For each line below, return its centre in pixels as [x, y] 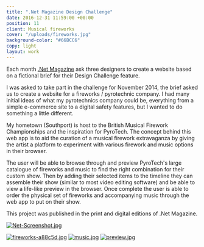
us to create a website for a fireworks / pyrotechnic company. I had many [98, 94]
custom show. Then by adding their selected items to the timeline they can [100, 176]
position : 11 [23, 23]
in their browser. [27, 151]
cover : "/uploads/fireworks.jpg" [49, 35]
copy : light [21, 46]
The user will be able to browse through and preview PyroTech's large [94, 163]
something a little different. [40, 113]
